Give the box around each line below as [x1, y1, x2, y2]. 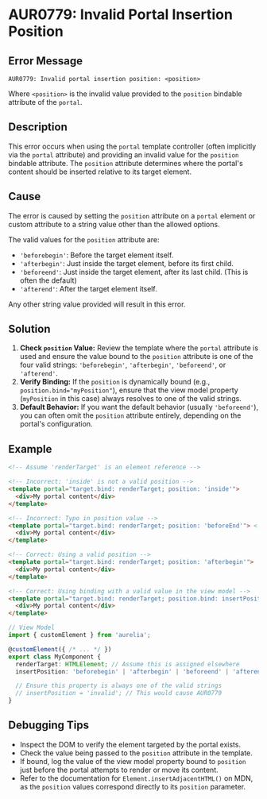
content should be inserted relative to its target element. [8, 167, 192, 176]
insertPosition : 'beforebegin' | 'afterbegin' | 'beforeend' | [15, 667, 229, 676]
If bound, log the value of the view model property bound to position [19, 756, 246, 766]
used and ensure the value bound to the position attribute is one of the [19, 352, 253, 361]
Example [8, 442, 52, 456]
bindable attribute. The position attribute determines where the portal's [8, 158, 244, 168]
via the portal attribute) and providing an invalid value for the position [8, 149, 239, 160]
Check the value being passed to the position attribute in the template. [19, 748, 253, 758]
